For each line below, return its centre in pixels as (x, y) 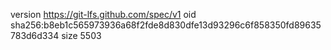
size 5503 (81, 35)
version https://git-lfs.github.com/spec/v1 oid (103, 14)
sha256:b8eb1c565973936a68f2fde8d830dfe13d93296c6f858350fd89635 (166, 25)
